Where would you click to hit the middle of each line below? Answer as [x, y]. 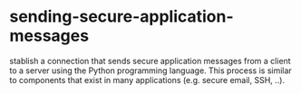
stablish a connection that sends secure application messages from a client [150, 61]
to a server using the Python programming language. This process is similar [150, 70]
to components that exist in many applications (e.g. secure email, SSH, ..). [147, 80]
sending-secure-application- [121, 17]
